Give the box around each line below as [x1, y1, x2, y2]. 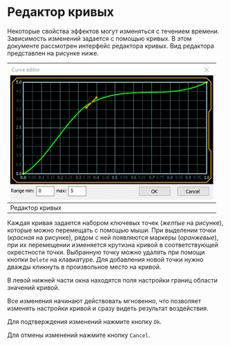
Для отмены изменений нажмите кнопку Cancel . [7, 331, 151, 339]
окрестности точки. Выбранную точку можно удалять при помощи [7, 248, 205, 256]
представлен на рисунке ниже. [7, 49, 99, 57]
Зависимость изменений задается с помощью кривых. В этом [7, 34, 192, 42]
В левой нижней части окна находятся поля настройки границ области [7, 276, 218, 285]
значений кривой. [7, 284, 60, 292]
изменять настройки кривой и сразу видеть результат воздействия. [7, 305, 209, 313]
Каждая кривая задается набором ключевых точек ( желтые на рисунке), [7, 219, 224, 227]
